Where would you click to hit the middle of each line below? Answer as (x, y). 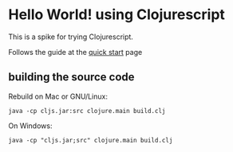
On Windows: (30, 126)
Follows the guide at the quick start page (75, 52)
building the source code (71, 77)
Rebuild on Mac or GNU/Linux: (58, 96)
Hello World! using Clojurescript (117, 15)
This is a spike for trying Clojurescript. (71, 37)
